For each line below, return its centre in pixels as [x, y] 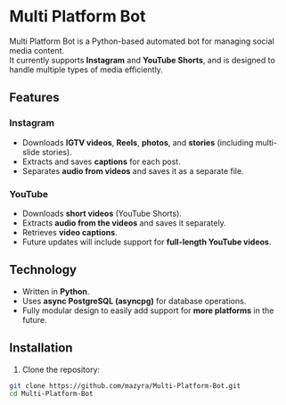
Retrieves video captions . [69, 232]
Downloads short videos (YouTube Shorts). [102, 213]
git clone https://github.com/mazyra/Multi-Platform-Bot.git [125, 385]
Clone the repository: [61, 369]
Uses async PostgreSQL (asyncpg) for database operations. [134, 301]
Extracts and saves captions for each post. [101, 161]
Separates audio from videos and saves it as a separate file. [133, 170]
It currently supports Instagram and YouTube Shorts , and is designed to [143, 60]
